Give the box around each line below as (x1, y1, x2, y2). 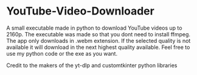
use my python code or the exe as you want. (6, 50, 117, 57)
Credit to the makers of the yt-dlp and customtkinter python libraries (6, 62, 178, 69)
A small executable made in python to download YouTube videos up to (6, 24, 182, 31)
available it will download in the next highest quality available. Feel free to (6, 44, 190, 51)
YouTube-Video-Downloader (6, 4, 155, 18)
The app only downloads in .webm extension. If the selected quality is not (6, 37, 191, 44)
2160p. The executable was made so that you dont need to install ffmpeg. (6, 30, 190, 37)
